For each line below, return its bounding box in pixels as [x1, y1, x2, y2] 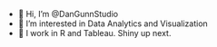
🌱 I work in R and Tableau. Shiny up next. [17, 28, 172, 38]
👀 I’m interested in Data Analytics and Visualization [17, 18, 209, 29]
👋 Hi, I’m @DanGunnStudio [17, 9, 119, 19]
